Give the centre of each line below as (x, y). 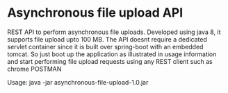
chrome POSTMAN (34, 69)
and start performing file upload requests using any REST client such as (110, 61)
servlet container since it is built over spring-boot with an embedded (105, 46)
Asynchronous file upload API (95, 13)
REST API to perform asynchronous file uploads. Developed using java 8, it (114, 32)
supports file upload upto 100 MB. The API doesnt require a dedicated (107, 39)
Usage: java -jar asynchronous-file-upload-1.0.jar (78, 82)
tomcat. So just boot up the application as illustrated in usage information (112, 54)
